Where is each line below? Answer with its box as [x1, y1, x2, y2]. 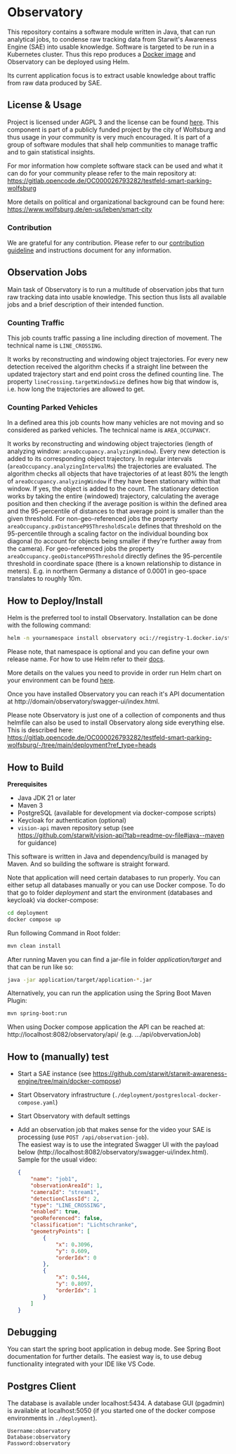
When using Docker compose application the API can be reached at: [7, 1023, 205, 1031]
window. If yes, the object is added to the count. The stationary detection [7, 484, 219, 493]
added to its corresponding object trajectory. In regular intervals [7, 455, 192, 463]
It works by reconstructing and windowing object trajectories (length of [7, 440, 214, 448]
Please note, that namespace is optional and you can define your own [7, 648, 209, 656]
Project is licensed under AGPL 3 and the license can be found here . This [7, 118, 219, 126]
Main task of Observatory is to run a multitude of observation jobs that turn [7, 285, 225, 293]
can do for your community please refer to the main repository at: [7, 168, 197, 177]
